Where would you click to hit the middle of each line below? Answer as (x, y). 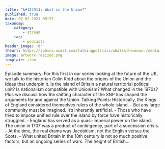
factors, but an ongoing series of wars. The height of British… (67, 141)
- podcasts (34, 42)
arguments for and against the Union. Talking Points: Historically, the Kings (81, 100)
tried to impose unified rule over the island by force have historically (74, 115)
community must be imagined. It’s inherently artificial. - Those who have (78, 110)
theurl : (13, 50)
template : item (21, 60)
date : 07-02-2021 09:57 (29, 19)
